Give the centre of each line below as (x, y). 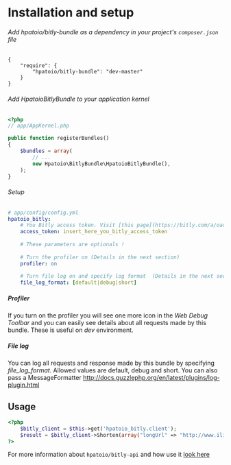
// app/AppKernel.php (39, 126)
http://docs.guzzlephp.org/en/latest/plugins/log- (151, 378)
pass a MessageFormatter (45, 378)
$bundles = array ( (46, 151)
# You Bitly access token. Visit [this (77, 225)
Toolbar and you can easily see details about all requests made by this (107, 323)
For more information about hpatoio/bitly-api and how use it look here (109, 455)
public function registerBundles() (59, 139)
